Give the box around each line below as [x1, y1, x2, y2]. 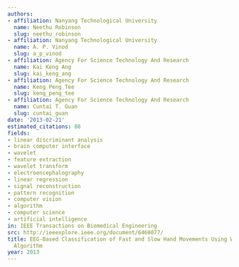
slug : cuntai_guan [14, 110, 69, 117]
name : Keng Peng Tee [14, 83, 75, 90]
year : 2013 [7, 248, 40, 256]
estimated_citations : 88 [7, 122, 81, 130]
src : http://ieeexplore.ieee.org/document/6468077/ [7, 229, 164, 236]
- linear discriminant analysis [7, 136, 103, 143]
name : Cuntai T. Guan [14, 103, 78, 110]
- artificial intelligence [7, 216, 87, 223]
